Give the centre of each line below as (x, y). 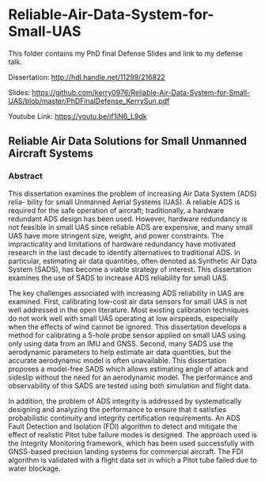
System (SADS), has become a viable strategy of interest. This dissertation (130, 269)
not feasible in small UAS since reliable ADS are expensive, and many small (131, 227)
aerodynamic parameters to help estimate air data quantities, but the (120, 352)
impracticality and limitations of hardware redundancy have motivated (122, 244)
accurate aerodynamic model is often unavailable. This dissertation (117, 360)
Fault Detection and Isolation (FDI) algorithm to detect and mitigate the (123, 426)
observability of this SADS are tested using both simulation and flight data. (129, 385)
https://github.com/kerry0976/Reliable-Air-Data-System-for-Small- (141, 92)
